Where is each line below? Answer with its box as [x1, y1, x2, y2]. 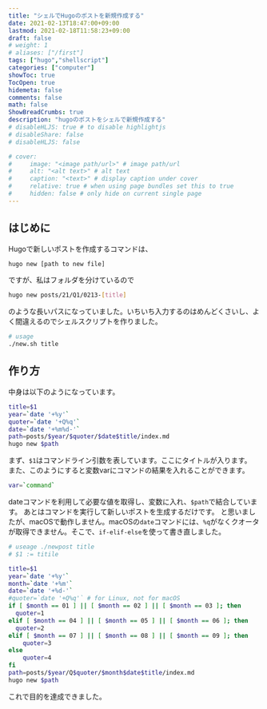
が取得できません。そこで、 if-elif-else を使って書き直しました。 [8, 527, 226, 536]
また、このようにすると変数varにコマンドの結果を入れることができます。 [8, 465, 249, 476]
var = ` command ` [8, 481, 56, 490]
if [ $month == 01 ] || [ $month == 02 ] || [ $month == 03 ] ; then [8, 602, 241, 610]
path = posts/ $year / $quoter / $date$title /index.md [8, 432, 170, 440]
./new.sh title [8, 341, 59, 349]
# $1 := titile [8, 550, 59, 558]
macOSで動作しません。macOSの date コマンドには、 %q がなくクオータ [29, 517, 260, 526]
